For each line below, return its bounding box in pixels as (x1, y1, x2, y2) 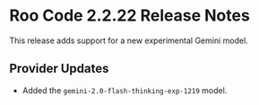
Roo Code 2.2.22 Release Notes (9, 5, 251, 26)
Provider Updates (9, 61, 109, 76)
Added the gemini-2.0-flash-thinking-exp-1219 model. (22, 84, 228, 95)
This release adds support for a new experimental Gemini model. (9, 35, 248, 46)
